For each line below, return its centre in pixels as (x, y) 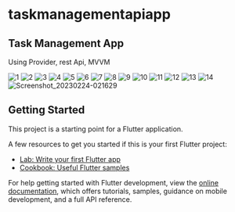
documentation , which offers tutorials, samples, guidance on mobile (117, 191)
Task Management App (66, 43)
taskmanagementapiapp (89, 14)
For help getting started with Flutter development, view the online (114, 182)
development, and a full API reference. (70, 199)
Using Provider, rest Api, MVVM (59, 62)
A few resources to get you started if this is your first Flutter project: (117, 144)
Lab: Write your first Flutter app (70, 159)
